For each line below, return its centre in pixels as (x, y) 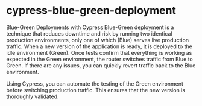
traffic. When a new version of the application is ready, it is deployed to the (99, 46)
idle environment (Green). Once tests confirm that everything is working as (99, 52)
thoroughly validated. (33, 96)
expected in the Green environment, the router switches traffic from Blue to (99, 59)
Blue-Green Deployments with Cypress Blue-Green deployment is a (90, 27)
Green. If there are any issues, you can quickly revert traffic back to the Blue (101, 65)
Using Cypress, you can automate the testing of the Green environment (95, 83)
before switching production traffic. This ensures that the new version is (96, 90)
